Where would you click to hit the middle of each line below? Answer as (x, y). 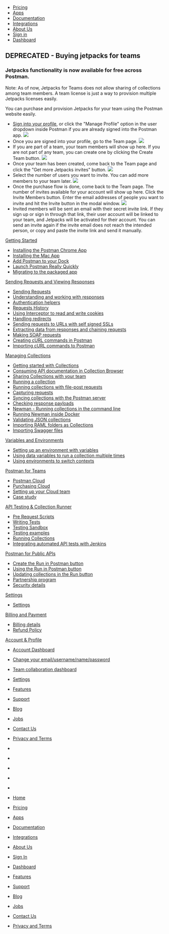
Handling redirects (32, 318)
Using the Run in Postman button (47, 569)
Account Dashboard (33, 649)
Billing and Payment (26, 614)
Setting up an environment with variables (56, 450)
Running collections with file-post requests (57, 387)
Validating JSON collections (42, 419)
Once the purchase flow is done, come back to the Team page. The (83, 186)
